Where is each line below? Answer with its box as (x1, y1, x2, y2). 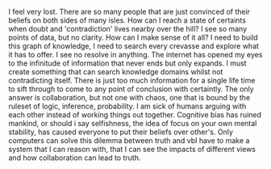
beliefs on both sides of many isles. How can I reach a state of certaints (8, 15, 246, 25)
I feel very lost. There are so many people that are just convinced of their (8, 7, 251, 16)
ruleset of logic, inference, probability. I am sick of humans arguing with (8, 101, 247, 111)
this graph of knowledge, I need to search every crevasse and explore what (8, 41, 260, 51)
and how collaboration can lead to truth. (8, 153, 141, 163)
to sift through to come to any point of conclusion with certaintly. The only (8, 84, 254, 94)
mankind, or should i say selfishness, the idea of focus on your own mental (8, 119, 257, 128)
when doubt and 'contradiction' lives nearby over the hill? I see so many (8, 24, 248, 33)
